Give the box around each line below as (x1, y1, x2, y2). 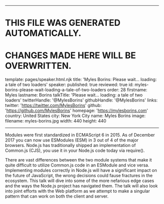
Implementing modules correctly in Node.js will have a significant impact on (5, 167, 157, 173)
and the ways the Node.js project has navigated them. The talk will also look (5, 183, 158, 189)
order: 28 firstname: (107, 87, 147, 93)
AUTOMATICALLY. (5, 28, 82, 39)
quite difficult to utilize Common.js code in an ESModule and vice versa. (5, 162, 150, 168)
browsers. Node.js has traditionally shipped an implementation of (5, 143, 136, 148)
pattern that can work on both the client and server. (5, 193, 109, 199)
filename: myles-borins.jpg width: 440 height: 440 (5, 118, 106, 124)
